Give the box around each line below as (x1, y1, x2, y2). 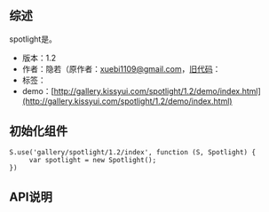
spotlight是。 (9, 34, 58, 44)
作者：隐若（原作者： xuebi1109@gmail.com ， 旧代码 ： (21, 63, 221, 74)
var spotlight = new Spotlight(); (28, 155, 157, 164)
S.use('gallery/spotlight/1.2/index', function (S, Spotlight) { (9, 147, 256, 157)
